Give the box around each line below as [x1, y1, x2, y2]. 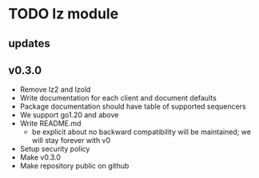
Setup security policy [19, 144, 90, 154]
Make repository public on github [19, 161, 129, 171]
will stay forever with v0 [31, 136, 111, 145]
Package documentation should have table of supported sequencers [19, 101, 246, 112]
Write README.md [19, 119, 82, 129]
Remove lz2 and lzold [19, 85, 91, 94]
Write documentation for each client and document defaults [19, 93, 217, 103]
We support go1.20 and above [19, 110, 119, 120]
